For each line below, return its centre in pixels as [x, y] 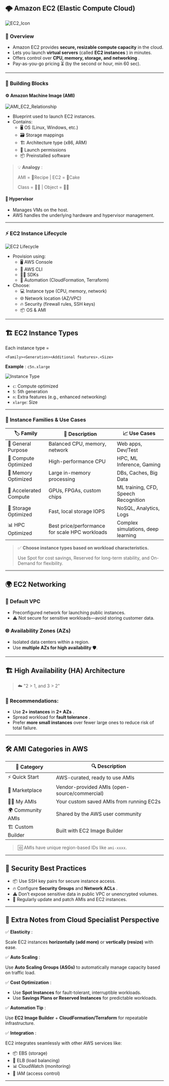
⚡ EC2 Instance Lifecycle [36, 233]
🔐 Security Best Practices [46, 868]
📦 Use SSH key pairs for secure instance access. [64, 881]
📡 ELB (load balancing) [36, 1061]
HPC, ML [128, 458]
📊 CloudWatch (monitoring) [41, 1066]
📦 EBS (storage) [30, 1053]
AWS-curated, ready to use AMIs [95, 778]
